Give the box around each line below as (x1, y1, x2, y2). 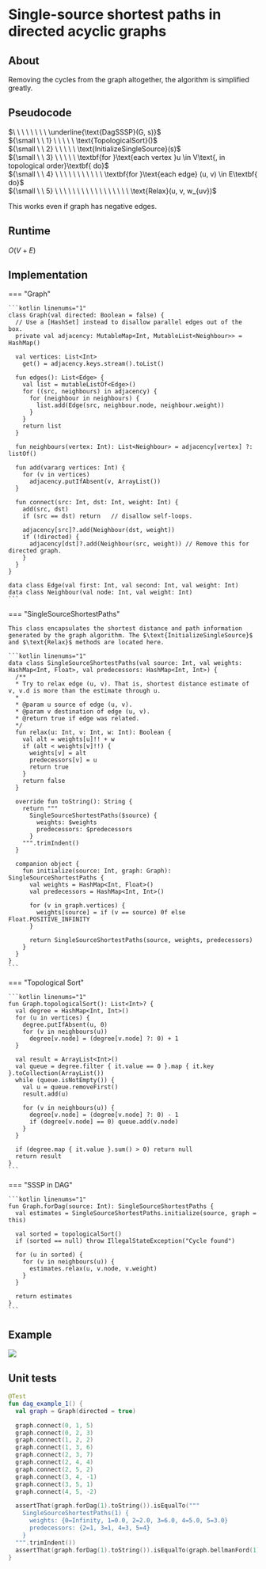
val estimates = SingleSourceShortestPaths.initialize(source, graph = (15, 1210, 257, 1218)
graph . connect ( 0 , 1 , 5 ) (15, 1421, 93, 1430)
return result (15, 1153, 62, 1161)
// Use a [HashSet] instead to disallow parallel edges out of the (15, 318, 243, 326)
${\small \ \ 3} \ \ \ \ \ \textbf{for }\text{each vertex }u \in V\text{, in (8, 152, 226, 161)
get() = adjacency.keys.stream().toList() (22, 360, 165, 368)
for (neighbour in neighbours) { (28, 394, 140, 403)
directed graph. (8, 547, 62, 555)
